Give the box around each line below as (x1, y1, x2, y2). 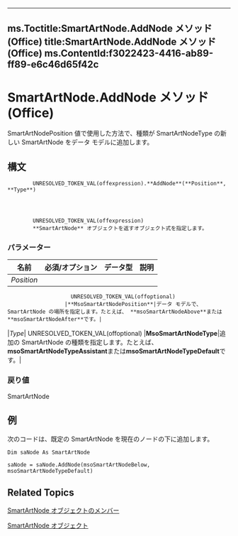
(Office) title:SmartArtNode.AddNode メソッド (7, 36, 216, 48)
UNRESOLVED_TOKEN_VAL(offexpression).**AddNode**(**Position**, (33, 180, 227, 187)
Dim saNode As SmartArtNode (7, 449, 91, 456)
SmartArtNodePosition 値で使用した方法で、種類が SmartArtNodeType (7, 129, 212, 138)
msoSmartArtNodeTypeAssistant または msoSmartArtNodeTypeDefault (7, 347, 220, 356)
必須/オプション (45, 263, 98, 273)
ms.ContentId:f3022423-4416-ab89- (44, 48, 214, 60)
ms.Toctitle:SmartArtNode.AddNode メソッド (7, 23, 212, 35)
